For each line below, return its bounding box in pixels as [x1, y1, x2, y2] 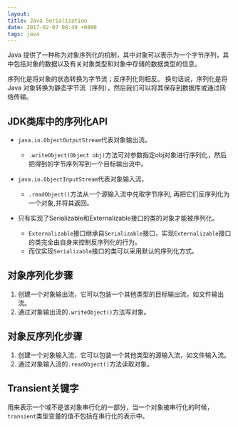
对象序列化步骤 [7, 270, 73, 282]
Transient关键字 [7, 382, 80, 395]
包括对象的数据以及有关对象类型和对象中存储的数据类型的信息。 [13, 60, 201, 68]
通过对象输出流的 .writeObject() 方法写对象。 [17, 307, 151, 316]
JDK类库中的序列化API [7, 115, 108, 127]
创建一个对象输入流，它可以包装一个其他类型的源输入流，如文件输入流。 [17, 350, 230, 359]
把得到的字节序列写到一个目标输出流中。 [28, 159, 148, 168]
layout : [7, 10, 31, 18]
